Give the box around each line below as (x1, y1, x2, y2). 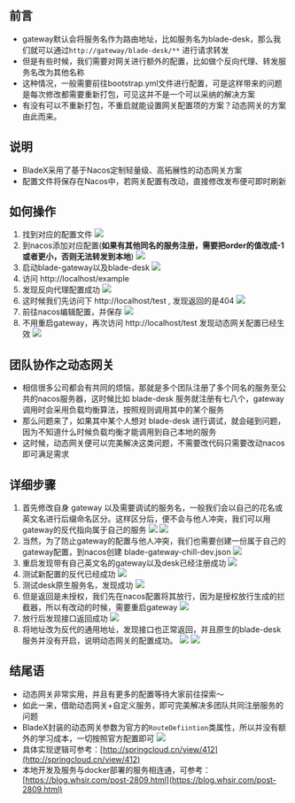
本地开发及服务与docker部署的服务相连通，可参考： (21, 764, 211, 775)
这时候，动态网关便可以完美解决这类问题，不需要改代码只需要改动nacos (21, 437, 285, 449)
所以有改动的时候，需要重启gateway (45, 602, 178, 613)
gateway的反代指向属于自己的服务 (21, 525, 147, 536)
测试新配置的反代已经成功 (21, 569, 116, 580)
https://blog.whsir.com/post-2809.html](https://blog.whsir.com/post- (25, 774, 277, 785)
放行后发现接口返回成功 (21, 614, 108, 624)
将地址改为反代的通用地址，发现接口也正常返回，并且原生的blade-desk (21, 624, 282, 635)
